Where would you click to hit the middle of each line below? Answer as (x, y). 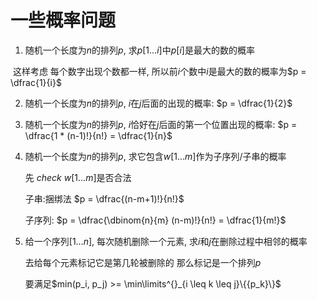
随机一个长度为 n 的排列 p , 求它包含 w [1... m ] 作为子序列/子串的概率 (155, 156)
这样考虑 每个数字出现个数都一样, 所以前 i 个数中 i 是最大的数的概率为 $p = (159, 71)
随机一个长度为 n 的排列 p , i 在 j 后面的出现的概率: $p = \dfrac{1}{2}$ (158, 103)
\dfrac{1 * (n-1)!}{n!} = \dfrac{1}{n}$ (98, 135)
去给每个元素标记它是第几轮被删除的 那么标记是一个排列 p (143, 262)
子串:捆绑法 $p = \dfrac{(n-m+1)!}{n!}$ (104, 198)
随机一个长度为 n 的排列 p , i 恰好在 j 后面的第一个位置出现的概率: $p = (161, 124)
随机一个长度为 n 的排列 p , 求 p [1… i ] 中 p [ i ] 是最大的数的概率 (139, 50)
